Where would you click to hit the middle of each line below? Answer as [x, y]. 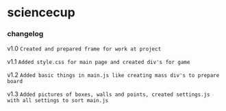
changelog [25, 34]
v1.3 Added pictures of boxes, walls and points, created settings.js [109, 94]
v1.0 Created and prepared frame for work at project [84, 48]
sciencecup [41, 13]
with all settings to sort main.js [58, 101]
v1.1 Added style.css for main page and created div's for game [99, 62]
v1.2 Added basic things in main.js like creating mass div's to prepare [113, 75]
